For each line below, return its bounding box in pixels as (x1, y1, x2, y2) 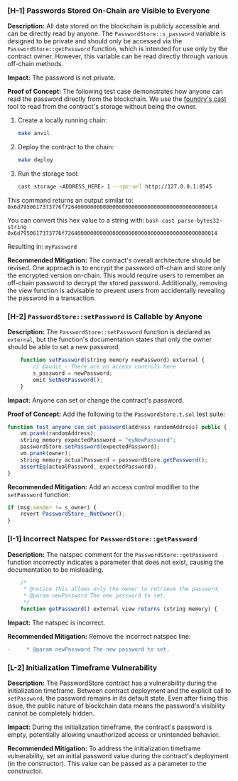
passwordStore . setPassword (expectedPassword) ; (20, 443, 161, 450)
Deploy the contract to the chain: (17, 143, 114, 152)
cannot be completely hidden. (7, 709, 95, 718)
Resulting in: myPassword (7, 242, 77, 250)
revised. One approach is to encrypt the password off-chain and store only (7, 263, 226, 272)
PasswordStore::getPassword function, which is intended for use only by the (7, 45, 228, 53)
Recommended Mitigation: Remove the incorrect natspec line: (7, 632, 191, 640)
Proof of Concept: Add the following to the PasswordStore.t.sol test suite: (7, 410, 226, 418)
